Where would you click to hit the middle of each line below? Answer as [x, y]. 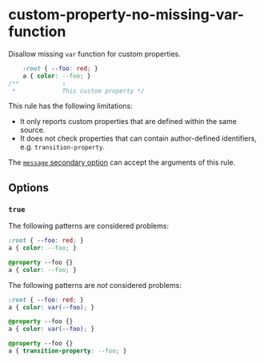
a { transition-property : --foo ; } [68, 351]
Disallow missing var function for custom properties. [95, 54]
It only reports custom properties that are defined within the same [128, 122]
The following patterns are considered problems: [89, 226]
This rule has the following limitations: [71, 106]
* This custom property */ [78, 91]
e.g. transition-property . [62, 147]
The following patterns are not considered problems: [95, 285]
